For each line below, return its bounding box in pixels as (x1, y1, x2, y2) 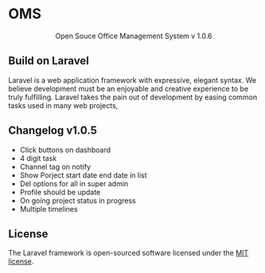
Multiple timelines (19, 204, 78, 213)
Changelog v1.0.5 (8, 124, 97, 138)
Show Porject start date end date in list (19, 170, 147, 180)
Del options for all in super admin (19, 178, 129, 188)
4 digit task (19, 153, 57, 163)
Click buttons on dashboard (19, 145, 111, 154)
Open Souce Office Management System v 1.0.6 (55, 31, 212, 41)
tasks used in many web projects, (8, 100, 119, 110)
